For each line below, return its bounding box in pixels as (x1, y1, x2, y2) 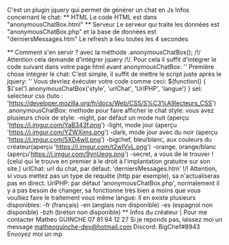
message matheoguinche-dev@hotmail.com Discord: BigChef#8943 (7, 222, 200, 231)
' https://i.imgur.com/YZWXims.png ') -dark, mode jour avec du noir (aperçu (7, 128, 218, 136)
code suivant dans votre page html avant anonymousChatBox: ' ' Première (7, 63, 215, 70)
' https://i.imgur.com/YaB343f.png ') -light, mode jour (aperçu (7, 121, 178, 129)
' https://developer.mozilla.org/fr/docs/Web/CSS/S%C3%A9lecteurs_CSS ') (7, 99, 217, 107)
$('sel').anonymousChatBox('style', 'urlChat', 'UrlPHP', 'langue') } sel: (7, 85, 202, 92)
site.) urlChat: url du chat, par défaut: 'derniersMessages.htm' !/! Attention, (7, 164, 217, 172)
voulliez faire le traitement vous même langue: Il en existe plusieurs (7, 194, 196, 201)
